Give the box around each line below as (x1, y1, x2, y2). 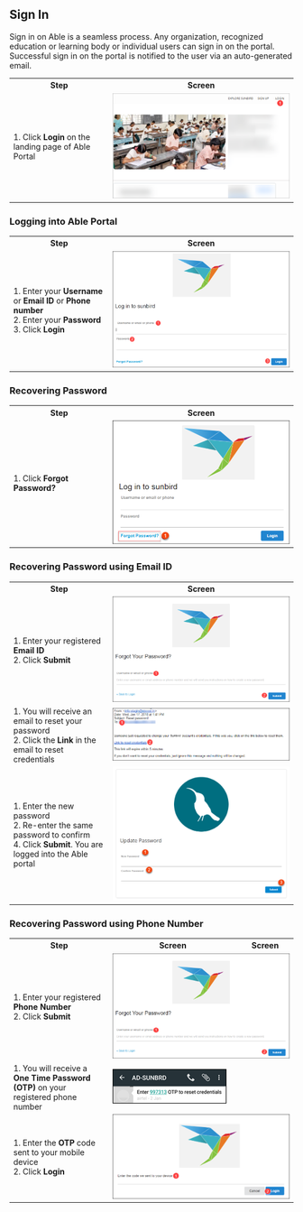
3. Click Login (13, 324, 65, 335)
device (13, 1157, 39, 1168)
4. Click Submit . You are (13, 838, 104, 849)
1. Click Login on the (13, 131, 91, 143)
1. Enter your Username (13, 286, 104, 297)
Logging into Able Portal (9, 215, 118, 227)
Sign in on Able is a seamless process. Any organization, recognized (9, 31, 263, 42)
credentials (13, 754, 55, 765)
